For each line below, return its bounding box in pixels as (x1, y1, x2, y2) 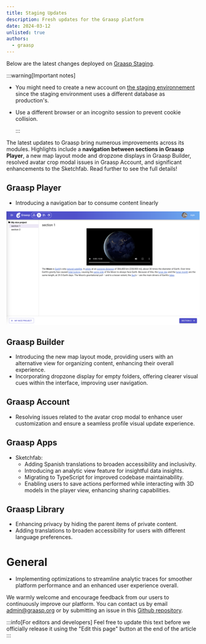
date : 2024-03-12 (6, 23, 51, 29)
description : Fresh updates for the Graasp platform (6, 16, 144, 23)
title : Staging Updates (6, 10, 67, 16)
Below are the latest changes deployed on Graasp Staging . (6, 60, 154, 67)
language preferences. (15, 533, 73, 541)
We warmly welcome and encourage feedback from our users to (6, 594, 170, 601)
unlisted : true (6, 29, 45, 36)
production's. (15, 97, 49, 104)
